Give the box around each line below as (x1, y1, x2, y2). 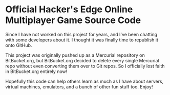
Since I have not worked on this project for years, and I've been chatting (5, 31, 158, 37)
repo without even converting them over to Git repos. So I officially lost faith (5, 63, 165, 69)
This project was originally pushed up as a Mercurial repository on (5, 52, 145, 58)
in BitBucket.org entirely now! (5, 68, 68, 75)
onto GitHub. (5, 42, 32, 48)
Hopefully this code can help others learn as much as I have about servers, (5, 78, 164, 84)
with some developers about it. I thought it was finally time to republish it (5, 37, 159, 43)
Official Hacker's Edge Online (5, 4, 133, 15)
